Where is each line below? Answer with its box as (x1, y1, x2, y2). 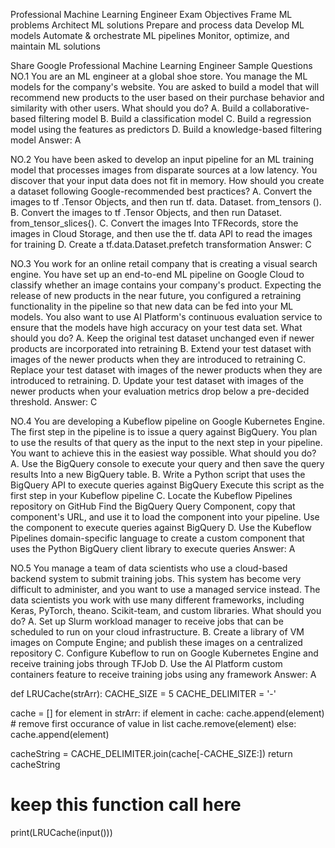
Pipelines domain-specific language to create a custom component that (10, 532, 305, 544)
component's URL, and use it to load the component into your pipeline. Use (10, 511, 320, 523)
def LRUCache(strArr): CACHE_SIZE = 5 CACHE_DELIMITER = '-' (10, 688, 277, 699)
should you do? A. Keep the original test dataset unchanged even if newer (10, 332, 315, 344)
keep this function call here (10, 794, 242, 816)
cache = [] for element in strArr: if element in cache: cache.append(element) (10, 707, 325, 719)
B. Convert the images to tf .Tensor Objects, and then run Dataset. (10, 207, 283, 218)
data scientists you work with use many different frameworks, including (10, 594, 305, 606)
